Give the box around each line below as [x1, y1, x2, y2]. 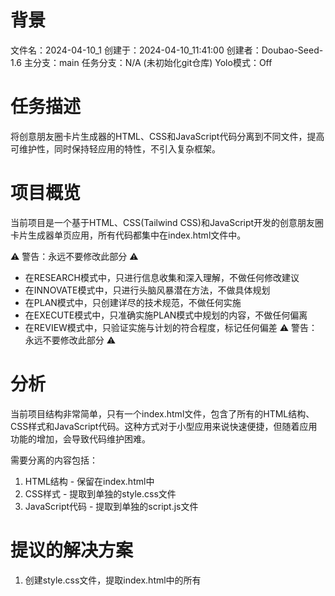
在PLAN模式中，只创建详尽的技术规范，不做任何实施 [24, 296, 242, 308]
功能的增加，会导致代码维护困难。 [10, 432, 151, 445]
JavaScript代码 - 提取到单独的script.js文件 [24, 500, 199, 512]
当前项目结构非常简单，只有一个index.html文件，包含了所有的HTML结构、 [10, 407, 315, 420]
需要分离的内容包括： [10, 454, 98, 466]
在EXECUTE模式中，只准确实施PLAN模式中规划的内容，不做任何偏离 [24, 309, 308, 321]
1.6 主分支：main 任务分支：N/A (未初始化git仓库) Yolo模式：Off [10, 56, 273, 68]
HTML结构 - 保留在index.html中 [24, 475, 155, 487]
